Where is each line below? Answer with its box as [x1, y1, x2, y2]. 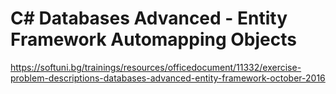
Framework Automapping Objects [10, 28, 297, 51]
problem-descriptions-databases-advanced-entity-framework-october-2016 [10, 72, 326, 84]
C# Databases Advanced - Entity [10, 7, 288, 30]
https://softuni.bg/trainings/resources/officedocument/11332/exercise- [10, 61, 302, 73]
